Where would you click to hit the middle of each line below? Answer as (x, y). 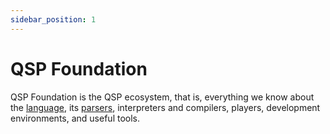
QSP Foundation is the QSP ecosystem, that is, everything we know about (162, 97)
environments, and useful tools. (75, 118)
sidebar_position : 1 (53, 19)
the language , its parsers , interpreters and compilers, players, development (165, 107)
